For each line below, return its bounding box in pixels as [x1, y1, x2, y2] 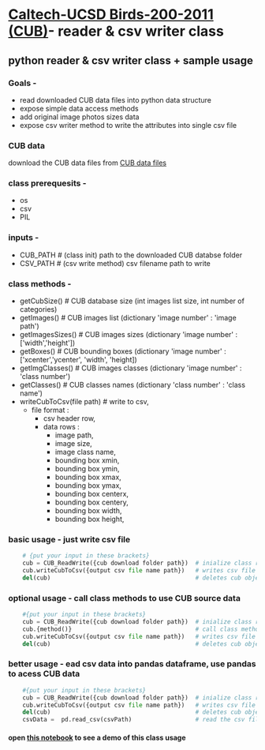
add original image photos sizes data [19, 112, 140, 122]
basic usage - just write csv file [8, 534, 131, 545]
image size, [54, 439, 92, 448]
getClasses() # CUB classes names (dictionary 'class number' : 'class [19, 381, 246, 390]
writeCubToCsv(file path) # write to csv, [19, 397, 150, 407]
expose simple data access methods [19, 103, 140, 113]
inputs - [8, 232, 39, 243]
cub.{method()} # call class [22, 625, 238, 633]
